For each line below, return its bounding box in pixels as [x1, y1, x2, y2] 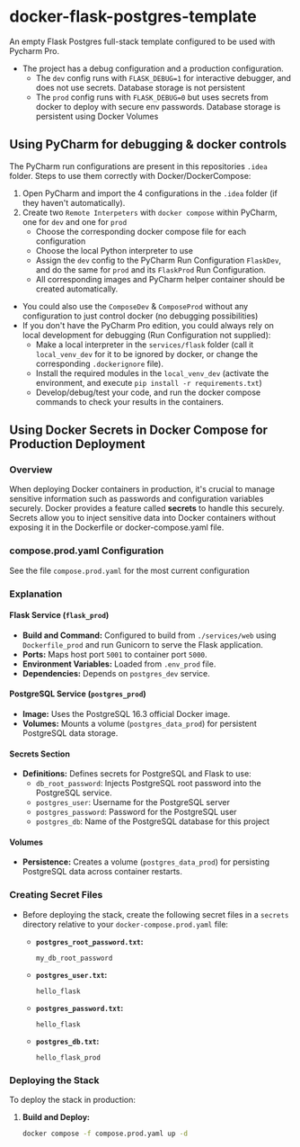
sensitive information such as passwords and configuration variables [9, 493, 264, 505]
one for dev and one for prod [22, 216, 128, 227]
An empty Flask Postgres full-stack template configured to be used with [9, 36, 276, 47]
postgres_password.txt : [35, 1002, 124, 1013]
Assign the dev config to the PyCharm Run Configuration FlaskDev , [35, 255, 281, 265]
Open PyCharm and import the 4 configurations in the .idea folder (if [22, 187, 278, 199]
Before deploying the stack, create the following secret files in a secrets [22, 909, 289, 919]
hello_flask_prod [35, 1053, 101, 1062]
